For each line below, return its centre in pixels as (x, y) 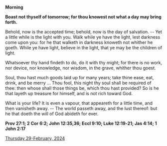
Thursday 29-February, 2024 (35, 138)
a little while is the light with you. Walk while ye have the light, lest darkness (83, 37)
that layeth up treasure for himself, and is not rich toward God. (69, 93)
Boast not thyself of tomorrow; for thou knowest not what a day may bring (83, 17)
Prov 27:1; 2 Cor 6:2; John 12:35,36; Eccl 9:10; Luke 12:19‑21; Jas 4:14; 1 (81, 123)
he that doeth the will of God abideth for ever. (52, 114)
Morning (14, 7)
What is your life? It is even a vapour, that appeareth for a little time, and (79, 103)
